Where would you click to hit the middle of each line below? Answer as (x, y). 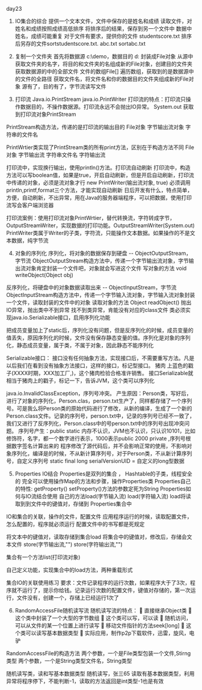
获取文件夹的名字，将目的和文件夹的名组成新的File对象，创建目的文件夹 (104, 64)
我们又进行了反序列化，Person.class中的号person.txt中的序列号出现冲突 (95, 423)
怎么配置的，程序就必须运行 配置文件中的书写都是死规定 (75, 524)
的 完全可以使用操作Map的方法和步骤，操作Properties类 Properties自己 (103, 481)
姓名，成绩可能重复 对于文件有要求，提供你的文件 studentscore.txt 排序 (103, 36)
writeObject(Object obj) (44, 275)
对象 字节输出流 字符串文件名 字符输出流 (56, 155)
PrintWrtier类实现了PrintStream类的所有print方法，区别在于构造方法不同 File (100, 147)
